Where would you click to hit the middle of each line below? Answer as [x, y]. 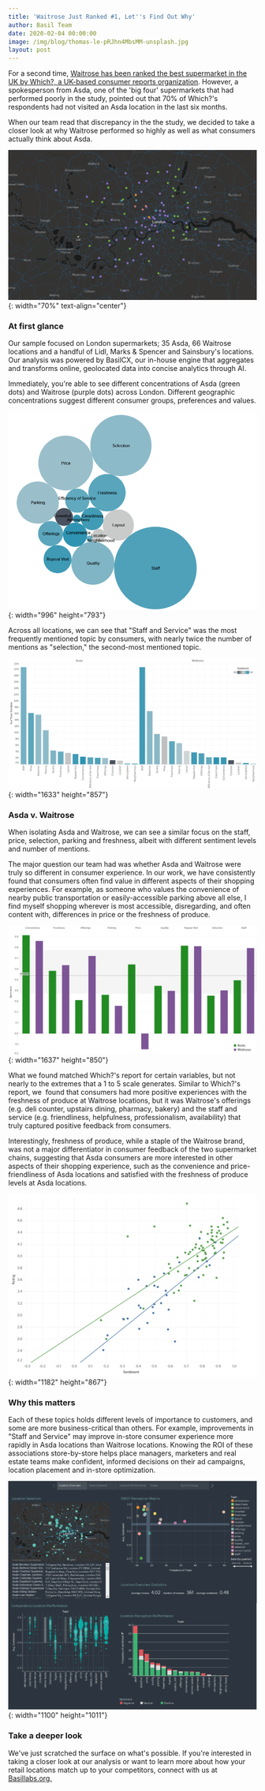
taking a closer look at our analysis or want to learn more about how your [127, 1761]
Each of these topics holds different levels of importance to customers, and [131, 1420]
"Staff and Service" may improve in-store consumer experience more [121, 1437]
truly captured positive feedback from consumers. [90, 1126]
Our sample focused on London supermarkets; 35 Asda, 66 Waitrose [120, 343]
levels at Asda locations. [48, 1183]
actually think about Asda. [50, 139]
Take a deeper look [45, 1736]
